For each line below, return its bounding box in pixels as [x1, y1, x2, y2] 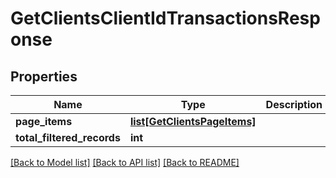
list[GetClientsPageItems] [129, 115, 257, 128]
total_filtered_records [15, 131, 121, 144]
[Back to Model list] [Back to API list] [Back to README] [10, 157, 240, 168]
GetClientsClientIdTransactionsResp [10, 7, 321, 30]
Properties [10, 68, 78, 85]
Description [265, 98, 323, 111]
